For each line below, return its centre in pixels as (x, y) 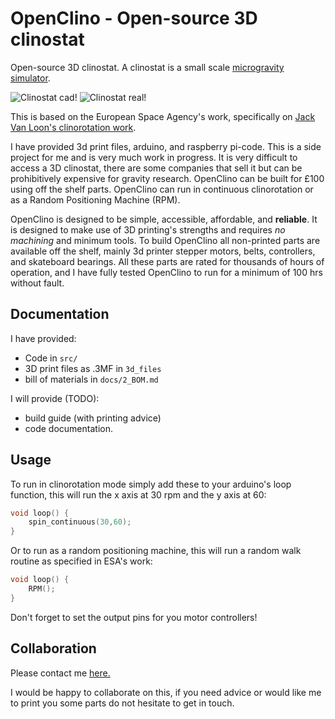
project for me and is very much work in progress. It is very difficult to (154, 157)
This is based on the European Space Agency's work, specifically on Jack (163, 116)
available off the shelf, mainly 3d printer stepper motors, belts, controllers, (163, 251)
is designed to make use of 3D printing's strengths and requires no (148, 229)
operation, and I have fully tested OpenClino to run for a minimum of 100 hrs (166, 272)
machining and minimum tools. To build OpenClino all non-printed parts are (165, 240)
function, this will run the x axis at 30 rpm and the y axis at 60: (138, 494)
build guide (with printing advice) (93, 418)
